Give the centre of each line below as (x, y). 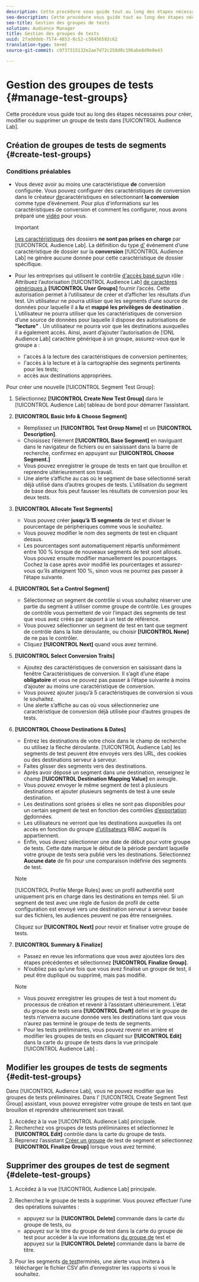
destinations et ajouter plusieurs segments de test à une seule (99, 791)
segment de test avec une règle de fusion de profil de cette (87, 903)
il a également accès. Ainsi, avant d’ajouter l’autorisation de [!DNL (94, 333)
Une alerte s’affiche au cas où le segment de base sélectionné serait (107, 478)
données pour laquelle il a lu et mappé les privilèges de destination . (99, 307)
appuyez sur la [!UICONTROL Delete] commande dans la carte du (104, 1218)
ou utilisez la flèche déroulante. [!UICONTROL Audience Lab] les (102, 747)
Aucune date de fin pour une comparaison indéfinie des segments (105, 861)
